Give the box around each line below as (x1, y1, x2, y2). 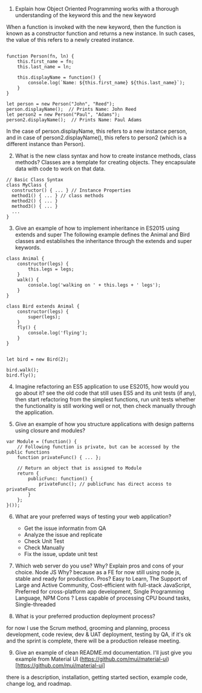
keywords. (15, 244, 41, 251)
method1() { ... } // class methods (11, 193, 104, 199)
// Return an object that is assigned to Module (17, 465, 142, 471)
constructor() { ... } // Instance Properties (11, 187, 131, 193)
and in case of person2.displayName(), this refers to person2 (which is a (6, 134, 187, 141)
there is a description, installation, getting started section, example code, (6, 674, 188, 681)
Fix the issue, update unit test (24, 551, 98, 557)
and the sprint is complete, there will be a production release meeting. (6, 637, 181, 644)
